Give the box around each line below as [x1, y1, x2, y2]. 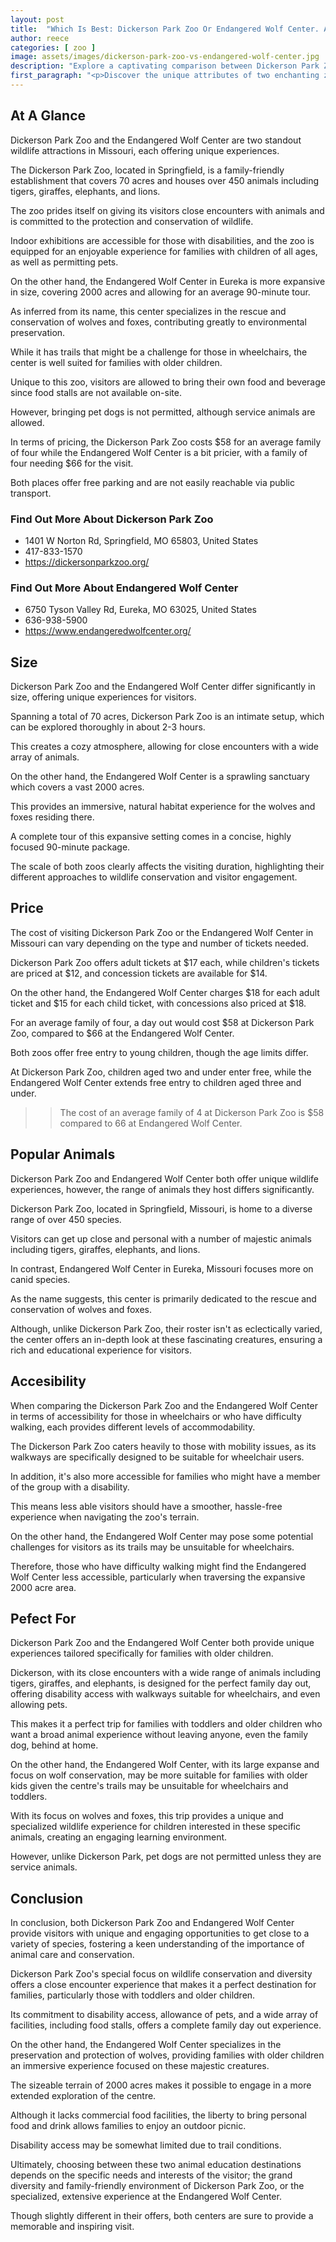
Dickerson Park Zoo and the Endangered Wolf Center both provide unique [10, 1637, 315, 1649]
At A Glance [10, 107, 87, 125]
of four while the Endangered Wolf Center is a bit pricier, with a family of [10, 446, 308, 458]
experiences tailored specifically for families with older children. [10, 1647, 274, 1660]
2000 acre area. [10, 1581, 77, 1593]
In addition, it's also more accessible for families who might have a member [10, 1470, 321, 1482]
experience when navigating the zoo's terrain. [10, 1511, 200, 1523]
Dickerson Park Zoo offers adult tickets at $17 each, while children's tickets [10, 956, 320, 968]
